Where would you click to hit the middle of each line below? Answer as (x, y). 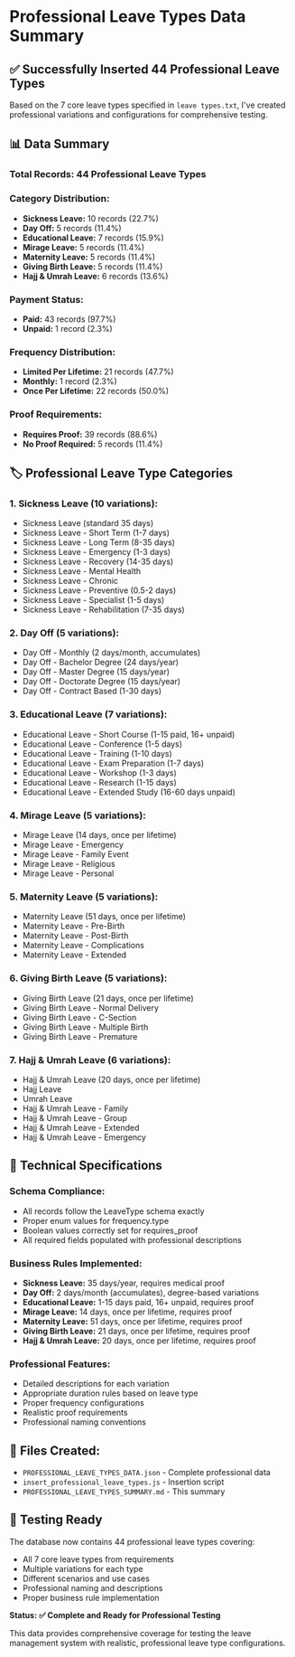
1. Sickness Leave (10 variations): (84, 504)
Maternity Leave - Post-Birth (75, 936)
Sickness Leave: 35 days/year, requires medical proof (124, 1283)
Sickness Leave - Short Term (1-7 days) (96, 533)
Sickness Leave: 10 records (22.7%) (91, 218)
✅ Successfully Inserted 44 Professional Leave (144, 69)
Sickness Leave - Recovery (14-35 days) (98, 561)
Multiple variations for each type (83, 1568)
